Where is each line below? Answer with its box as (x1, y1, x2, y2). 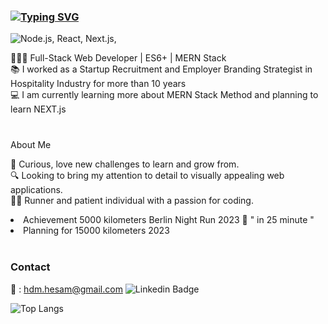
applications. (10, 184, 63, 196)
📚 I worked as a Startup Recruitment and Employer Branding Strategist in (10, 63, 313, 75)
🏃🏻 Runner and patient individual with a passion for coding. (10, 195, 254, 207)
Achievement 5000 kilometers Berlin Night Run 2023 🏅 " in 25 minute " (23, 214, 315, 226)
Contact (10, 260, 51, 274)
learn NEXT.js (10, 103, 67, 115)
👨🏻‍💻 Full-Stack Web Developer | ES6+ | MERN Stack (10, 52, 227, 64)
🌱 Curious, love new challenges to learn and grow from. (10, 158, 240, 170)
